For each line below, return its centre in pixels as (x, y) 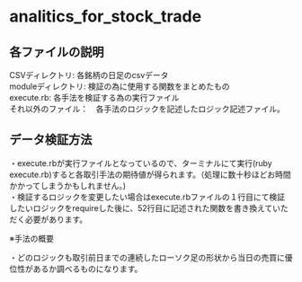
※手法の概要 (31, 238)
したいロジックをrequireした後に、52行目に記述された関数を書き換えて (141, 207)
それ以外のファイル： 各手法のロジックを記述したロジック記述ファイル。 (147, 109)
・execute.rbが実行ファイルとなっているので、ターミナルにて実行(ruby (141, 163)
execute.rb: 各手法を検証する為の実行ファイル (94, 97)
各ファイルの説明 (57, 52)
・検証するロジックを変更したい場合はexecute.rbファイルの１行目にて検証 (147, 197)
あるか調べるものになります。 (88, 269)
